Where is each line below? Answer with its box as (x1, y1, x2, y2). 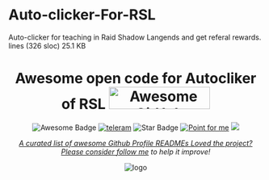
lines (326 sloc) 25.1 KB (8, 40, 86, 50)
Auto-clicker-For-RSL (8, 6, 156, 24)
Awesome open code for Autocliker (15, 69, 257, 88)
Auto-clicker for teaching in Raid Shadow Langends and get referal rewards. (8, 32, 262, 42)
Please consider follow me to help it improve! (61, 147, 211, 157)
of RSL (61, 95, 107, 114)
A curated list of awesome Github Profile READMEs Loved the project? (19, 138, 253, 148)
